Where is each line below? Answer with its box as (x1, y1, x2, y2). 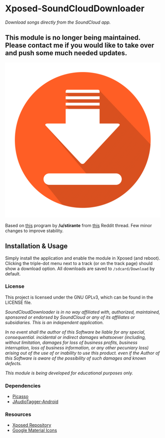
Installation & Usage (5, 242, 68, 250)
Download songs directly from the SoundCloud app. (5, 19, 111, 25)
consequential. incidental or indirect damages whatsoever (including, (5, 334, 146, 340)
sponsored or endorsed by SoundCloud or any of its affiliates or (5, 314, 135, 320)
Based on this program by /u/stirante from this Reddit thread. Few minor (5, 222, 152, 228)
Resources (5, 411, 32, 418)
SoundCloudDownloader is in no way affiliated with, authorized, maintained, (5, 309, 160, 315)
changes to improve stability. (5, 228, 64, 234)
